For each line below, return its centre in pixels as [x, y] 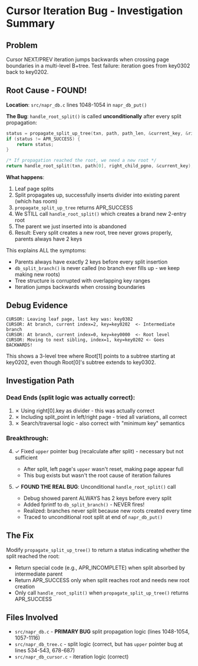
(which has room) [36, 202]
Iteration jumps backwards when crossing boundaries [80, 287]
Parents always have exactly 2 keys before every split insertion [91, 262]
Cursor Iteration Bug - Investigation [95, 11]
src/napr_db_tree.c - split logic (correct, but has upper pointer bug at [99, 644]
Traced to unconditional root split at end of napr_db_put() [93, 517]
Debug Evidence [37, 306]
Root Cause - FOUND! [47, 91]
